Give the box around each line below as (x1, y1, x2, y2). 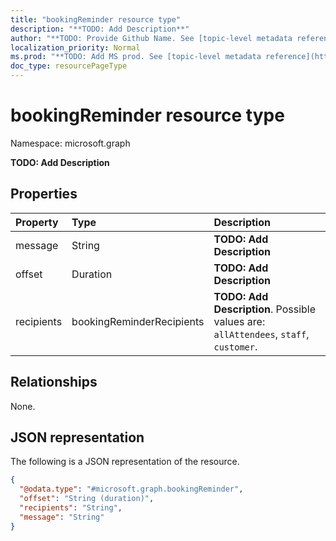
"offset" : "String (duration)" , (19, 494, 155, 504)
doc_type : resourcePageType (10, 61, 128, 71)
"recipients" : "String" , (19, 503, 123, 513)
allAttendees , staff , (213, 327, 310, 341)
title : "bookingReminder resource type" (10, 14, 182, 25)
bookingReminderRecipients (71, 314, 205, 328)
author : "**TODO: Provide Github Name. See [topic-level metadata (10, 33, 293, 43)
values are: (213, 314, 266, 328)
